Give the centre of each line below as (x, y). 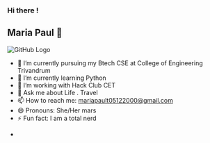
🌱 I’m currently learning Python (62, 78)
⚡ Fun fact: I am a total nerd (57, 118)
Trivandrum (34, 70)
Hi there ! (23, 10)
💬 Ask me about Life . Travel (58, 92)
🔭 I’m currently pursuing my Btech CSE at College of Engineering (110, 63)
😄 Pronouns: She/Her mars (57, 110)
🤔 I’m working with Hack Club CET (66, 85)
